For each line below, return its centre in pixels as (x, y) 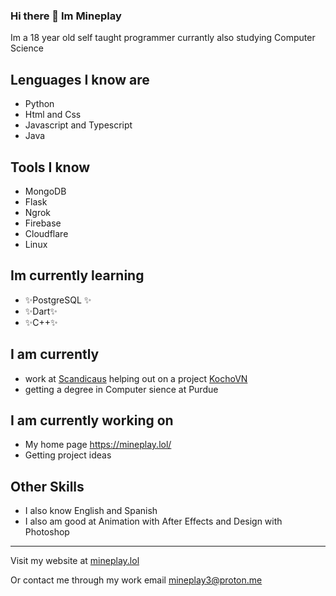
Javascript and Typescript (78, 125)
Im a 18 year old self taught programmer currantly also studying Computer (163, 38)
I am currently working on (92, 420)
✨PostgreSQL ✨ (58, 300)
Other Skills (47, 486)
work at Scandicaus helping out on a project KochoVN (136, 378)
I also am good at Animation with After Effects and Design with (153, 521)
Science (27, 48)
